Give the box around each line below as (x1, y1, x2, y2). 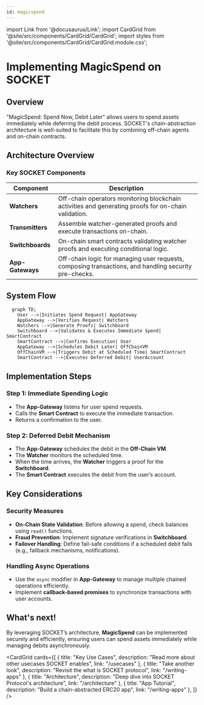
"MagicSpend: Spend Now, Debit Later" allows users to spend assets (6, 113, 179, 121)
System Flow (6, 290, 56, 301)
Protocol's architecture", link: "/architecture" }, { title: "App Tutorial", (6, 679, 176, 687)
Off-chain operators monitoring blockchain (58, 194, 181, 203)
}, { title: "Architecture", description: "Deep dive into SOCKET (22, 673, 175, 680)
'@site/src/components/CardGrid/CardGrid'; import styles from (6, 32, 165, 40)
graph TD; (12, 307, 36, 313)
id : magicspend (6, 9, 45, 15)
